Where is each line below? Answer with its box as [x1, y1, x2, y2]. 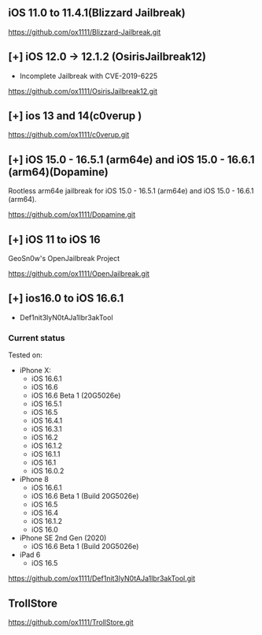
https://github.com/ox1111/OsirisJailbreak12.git [8, 86, 158, 95]
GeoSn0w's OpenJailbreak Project [8, 254, 120, 263]
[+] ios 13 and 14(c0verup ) [8, 110, 142, 123]
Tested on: [8, 350, 43, 360]
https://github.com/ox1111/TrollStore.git [8, 617, 134, 626]
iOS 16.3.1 [31, 424, 63, 434]
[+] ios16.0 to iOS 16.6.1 [8, 292, 124, 305]
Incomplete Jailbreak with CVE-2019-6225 [19, 71, 158, 80]
